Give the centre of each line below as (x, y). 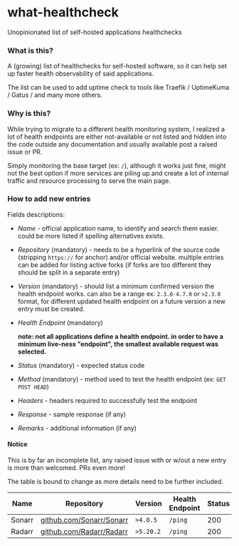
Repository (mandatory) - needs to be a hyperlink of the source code (119, 249)
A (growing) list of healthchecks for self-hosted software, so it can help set (117, 66)
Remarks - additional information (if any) (77, 428)
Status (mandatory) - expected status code (81, 365)
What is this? (30, 51)
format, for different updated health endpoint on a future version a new (122, 301)
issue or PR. (25, 152)
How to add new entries (49, 199)
